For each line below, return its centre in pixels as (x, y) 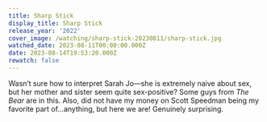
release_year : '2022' (45, 31)
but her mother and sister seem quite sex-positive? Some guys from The (129, 91)
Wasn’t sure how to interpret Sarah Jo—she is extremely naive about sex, (130, 83)
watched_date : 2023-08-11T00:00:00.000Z (77, 46)
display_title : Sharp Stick (56, 23)
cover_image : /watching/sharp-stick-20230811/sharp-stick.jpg (115, 38)
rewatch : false (34, 61)
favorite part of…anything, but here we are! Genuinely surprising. (116, 108)
